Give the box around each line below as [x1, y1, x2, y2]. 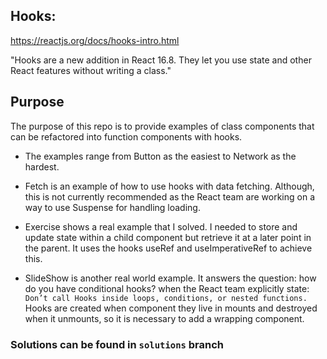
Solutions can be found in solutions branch [10, 337, 225, 351]
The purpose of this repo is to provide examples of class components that [10, 120, 315, 132]
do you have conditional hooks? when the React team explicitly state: [24, 282, 310, 294]
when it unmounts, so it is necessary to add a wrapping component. [24, 312, 305, 324]
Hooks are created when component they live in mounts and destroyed [24, 302, 318, 314]
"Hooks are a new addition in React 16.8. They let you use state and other [10, 54, 312, 66]
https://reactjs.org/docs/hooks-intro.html [10, 34, 180, 46]
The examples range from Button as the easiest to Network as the [24, 150, 297, 162]
